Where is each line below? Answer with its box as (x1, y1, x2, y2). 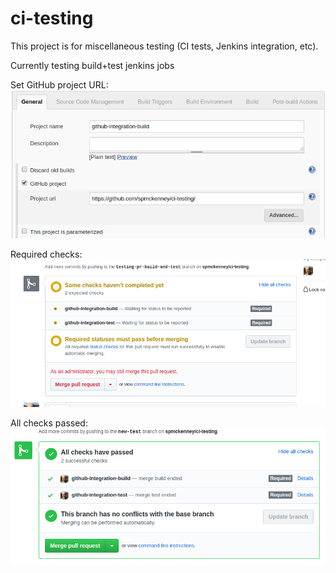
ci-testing (10, 7, 94, 30)
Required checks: (10, 248, 83, 260)
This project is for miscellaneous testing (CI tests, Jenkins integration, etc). (10, 40, 319, 52)
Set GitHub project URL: (10, 78, 109, 91)
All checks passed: (10, 417, 88, 429)
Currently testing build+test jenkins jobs (10, 59, 175, 71)
